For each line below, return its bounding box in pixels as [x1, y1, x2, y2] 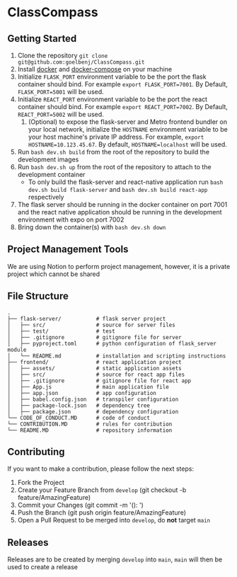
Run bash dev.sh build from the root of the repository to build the [17, 148, 210, 156]
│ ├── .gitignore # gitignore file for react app [7, 377, 192, 384]
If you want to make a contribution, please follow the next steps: [7, 464, 195, 473]
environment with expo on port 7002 [17, 215, 125, 224]
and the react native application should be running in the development [17, 208, 222, 216]
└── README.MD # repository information [7, 426, 173, 434]
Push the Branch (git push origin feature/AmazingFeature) [17, 508, 186, 517]
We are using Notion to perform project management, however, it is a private [7, 262, 231, 270]
